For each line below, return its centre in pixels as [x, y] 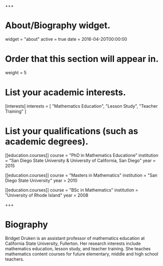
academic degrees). [47, 142]
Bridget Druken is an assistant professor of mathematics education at [75, 238]
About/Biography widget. [58, 26]
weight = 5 [16, 72]
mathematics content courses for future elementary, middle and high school [82, 254]
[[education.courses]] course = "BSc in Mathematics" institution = [72, 190]
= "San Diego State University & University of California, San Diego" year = [81, 160]
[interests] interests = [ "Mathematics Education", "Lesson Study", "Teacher [81, 106]
